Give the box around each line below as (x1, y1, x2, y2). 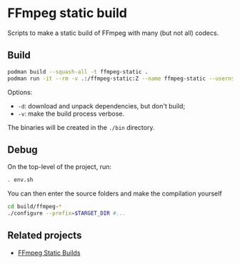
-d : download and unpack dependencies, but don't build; (17, 101, 186, 110)
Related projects (7, 230, 82, 242)
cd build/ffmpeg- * (7, 203, 62, 210)
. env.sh (7, 176, 34, 183)
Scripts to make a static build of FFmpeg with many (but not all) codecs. (7, 29, 219, 37)
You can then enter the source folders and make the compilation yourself (7, 189, 223, 198)
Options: (7, 88, 33, 96)
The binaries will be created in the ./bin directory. (7, 123, 155, 131)
